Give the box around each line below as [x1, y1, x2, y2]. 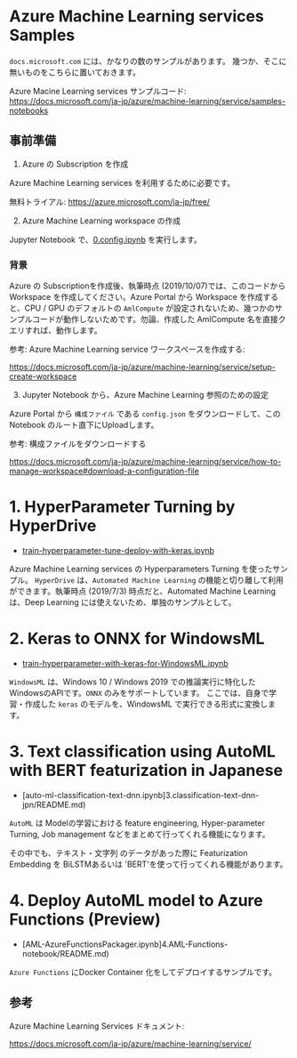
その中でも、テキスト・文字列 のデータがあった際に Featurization [9, 847, 248, 858]
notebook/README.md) [21, 948, 109, 958]
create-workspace [9, 371, 77, 382]
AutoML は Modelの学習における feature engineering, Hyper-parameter [9, 817, 265, 828]
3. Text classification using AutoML [9, 741, 276, 762]
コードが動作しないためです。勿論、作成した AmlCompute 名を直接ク [32, 314, 286, 325]
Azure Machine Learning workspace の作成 [21, 215, 181, 226]
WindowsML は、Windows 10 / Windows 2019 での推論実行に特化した [9, 676, 256, 687]
